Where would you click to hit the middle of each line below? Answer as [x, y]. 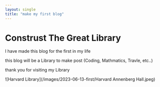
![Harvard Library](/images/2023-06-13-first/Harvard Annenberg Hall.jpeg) [80, 79]
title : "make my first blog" [35, 14]
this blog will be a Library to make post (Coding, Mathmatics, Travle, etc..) [79, 60]
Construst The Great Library [63, 38]
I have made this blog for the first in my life [48, 51]
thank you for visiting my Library [37, 70]
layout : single [20, 9]
